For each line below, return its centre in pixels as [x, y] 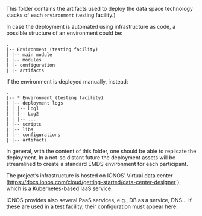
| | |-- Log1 [23, 108]
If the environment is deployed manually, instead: [67, 82]
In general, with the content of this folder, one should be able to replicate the [101, 151]
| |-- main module [29, 55]
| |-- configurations [33, 135]
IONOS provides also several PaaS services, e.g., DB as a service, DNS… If [99, 200]
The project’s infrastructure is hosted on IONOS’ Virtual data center [90, 176]
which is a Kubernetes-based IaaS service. [59, 188]
